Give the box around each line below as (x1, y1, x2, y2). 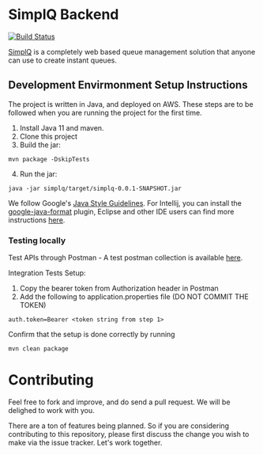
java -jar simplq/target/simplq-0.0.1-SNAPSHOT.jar (8, 184, 182, 192)
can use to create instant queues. (8, 55, 117, 65)
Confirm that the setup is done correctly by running (8, 330, 175, 339)
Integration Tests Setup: (8, 268, 86, 278)
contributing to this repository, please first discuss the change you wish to (8, 429, 250, 438)
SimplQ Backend (8, 6, 119, 24)
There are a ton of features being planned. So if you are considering (8, 421, 230, 430)
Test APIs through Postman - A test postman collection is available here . (8, 253, 243, 263)
